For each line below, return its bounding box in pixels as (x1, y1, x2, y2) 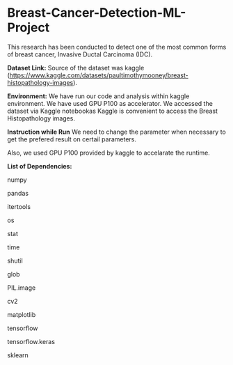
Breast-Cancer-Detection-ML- (7, 5, 186, 21)
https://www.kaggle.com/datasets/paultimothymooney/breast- (9, 71, 189, 79)
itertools (7, 202, 31, 210)
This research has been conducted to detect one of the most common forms (7, 42, 227, 51)
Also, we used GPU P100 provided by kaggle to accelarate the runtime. (7, 148, 210, 157)
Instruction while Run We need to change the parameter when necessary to (7, 127, 226, 136)
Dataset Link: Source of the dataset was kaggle (7, 63, 145, 72)
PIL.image (7, 284, 36, 292)
